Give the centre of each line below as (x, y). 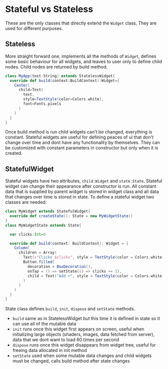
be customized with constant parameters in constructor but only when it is (82, 148)
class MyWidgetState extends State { (43, 225)
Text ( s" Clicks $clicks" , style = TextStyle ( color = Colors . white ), (95, 257)
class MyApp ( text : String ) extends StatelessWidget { (60, 76)
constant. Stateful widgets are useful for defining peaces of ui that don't (79, 137)
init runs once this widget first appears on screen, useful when (78, 329)
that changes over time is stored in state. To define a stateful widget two (79, 197)
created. (14, 153)
